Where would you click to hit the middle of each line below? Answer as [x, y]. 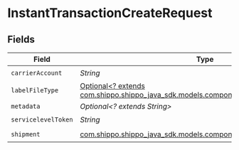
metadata [26, 106]
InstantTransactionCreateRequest [110, 13]
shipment [26, 134]
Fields [21, 39]
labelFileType [35, 90]
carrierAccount [37, 73]
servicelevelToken [42, 119]
